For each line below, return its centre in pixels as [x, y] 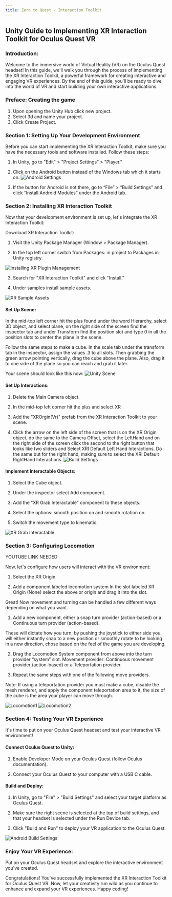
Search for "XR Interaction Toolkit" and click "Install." [68, 278]
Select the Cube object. [38, 482]
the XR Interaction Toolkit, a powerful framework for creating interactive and [85, 76]
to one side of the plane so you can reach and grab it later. [67, 364]
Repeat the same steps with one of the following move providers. [81, 675]
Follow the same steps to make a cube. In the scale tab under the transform [85, 347]
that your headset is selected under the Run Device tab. [71, 818]
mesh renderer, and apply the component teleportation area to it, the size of [85, 690]
